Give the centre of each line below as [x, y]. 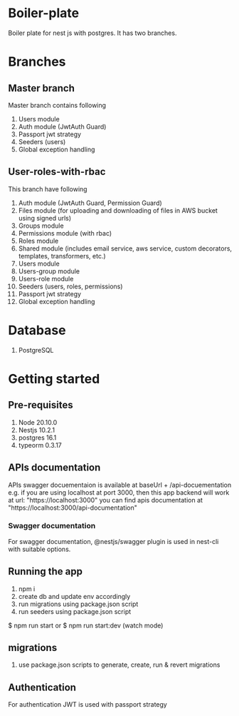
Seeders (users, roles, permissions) [70, 286]
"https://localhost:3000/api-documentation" [73, 508]
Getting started [54, 379]
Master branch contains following [57, 105]
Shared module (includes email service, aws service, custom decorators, [125, 248]
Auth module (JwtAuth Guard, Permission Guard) [90, 203]
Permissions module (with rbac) [65, 233]
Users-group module [49, 271]
